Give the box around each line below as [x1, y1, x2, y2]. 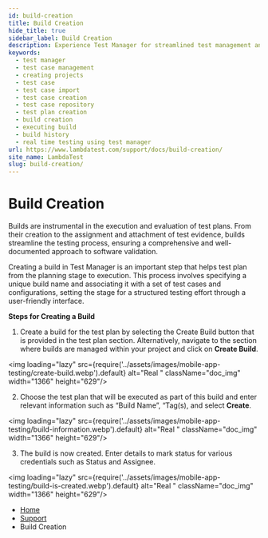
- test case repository [15, 101, 94, 109]
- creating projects [15, 71, 84, 79]
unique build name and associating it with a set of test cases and [8, 279, 222, 289]
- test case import [15, 86, 81, 94]
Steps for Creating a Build [8, 312, 96, 321]
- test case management [15, 64, 94, 72]
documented [8, 247, 50, 257]
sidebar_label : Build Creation [8, 34, 112, 42]
